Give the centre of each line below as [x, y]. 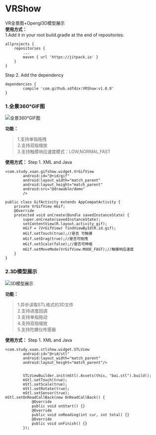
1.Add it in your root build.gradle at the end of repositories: [65, 35]
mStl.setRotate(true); [46, 389]
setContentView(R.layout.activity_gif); [65, 224]
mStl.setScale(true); [45, 384]
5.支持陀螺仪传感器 [36, 329]
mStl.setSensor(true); [46, 393]
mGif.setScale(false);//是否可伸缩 [58, 244]
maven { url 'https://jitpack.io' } [61, 57]
